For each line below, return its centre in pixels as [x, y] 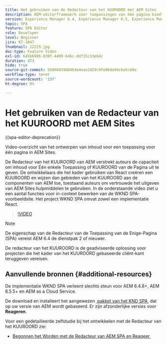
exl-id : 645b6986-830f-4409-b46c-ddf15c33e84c [54, 56]
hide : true [16, 65]
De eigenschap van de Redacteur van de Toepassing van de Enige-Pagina [81, 233]
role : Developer [22, 33]
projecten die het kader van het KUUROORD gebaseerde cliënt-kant [75, 253]
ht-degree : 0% [20, 84]
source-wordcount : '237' [31, 79]
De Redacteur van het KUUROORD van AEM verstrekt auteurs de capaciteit [82, 162]
